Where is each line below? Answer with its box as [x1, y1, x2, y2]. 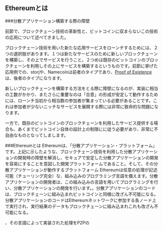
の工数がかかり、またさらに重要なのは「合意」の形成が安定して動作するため [5, 91, 159, 97]
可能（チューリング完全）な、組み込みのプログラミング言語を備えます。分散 [5, 173, 158, 178]
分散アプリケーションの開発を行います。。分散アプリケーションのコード [13, 185, 156, 191]
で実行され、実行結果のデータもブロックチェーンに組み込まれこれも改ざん [5, 203, 154, 209]
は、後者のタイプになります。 [5, 75, 65, 81]
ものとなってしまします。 [18, 132, 69, 138]
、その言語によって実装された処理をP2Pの [5, 220, 90, 226]
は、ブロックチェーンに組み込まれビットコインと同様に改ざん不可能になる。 [5, 191, 159, 197]
